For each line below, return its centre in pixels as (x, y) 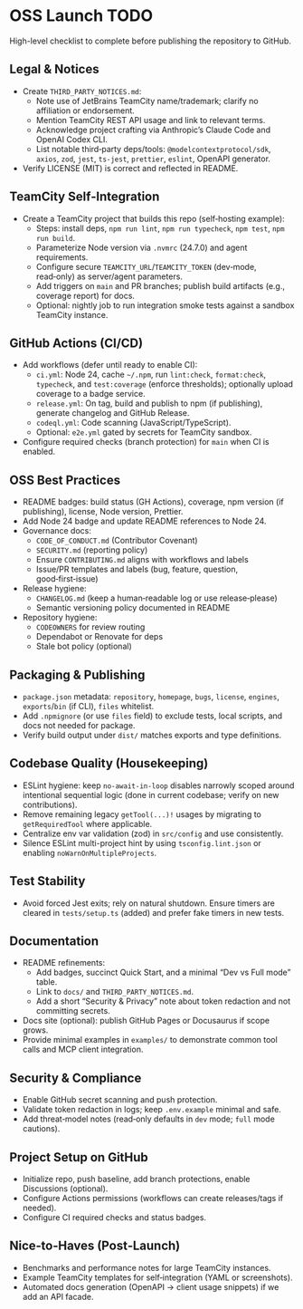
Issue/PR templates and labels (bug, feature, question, (137, 569)
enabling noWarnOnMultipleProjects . (90, 852)
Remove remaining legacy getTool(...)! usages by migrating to (142, 814)
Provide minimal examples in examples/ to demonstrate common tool (150, 1040)
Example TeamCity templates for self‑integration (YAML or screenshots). (157, 1277)
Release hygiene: (55, 589)
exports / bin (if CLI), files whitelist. (88, 706)
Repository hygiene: (60, 618)
